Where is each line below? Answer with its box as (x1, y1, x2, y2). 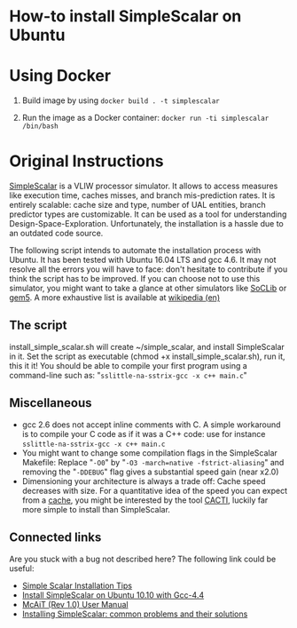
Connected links (9, 530, 102, 545)
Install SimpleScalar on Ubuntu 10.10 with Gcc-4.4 (21, 589, 205, 600)
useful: (9, 562, 35, 574)
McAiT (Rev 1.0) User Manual (21, 599, 129, 609)
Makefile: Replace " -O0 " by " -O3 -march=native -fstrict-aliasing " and (21, 457, 285, 467)
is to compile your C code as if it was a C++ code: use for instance (21, 428, 266, 439)
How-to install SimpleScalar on (9, 6, 242, 27)
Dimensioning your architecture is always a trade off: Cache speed (21, 475, 266, 486)
